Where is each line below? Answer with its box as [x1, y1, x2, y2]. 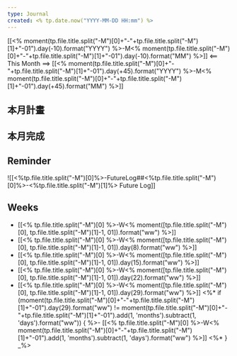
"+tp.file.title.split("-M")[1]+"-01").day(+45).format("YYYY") [7, 67, 182, 75]
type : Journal [7, 10, 50, 18]
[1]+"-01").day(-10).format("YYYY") [7, 44, 111, 52]
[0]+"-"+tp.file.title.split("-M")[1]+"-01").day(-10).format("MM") [7, 51, 192, 60]
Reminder [7, 155, 52, 167]
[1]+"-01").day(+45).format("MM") [7, 82, 108, 90]
